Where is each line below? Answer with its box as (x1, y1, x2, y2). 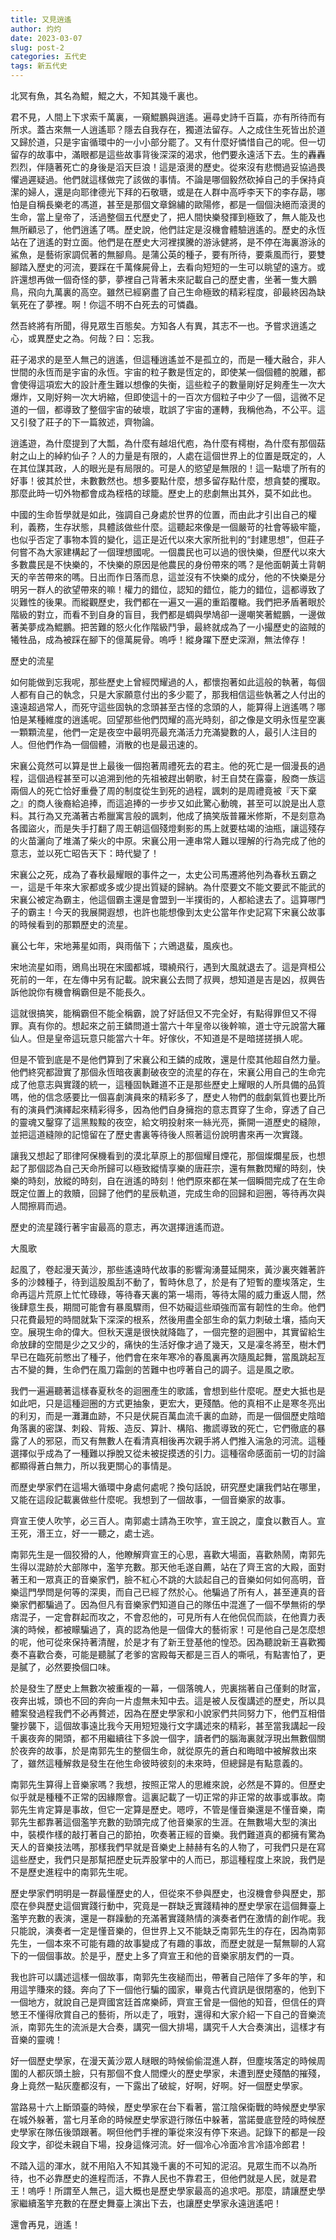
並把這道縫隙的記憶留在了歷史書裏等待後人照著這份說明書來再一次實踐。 (10, 1129, 308, 1140)
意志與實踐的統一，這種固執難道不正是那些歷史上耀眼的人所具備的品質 (36, 1079, 326, 1090)
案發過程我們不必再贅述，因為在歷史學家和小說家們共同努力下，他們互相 (18, 1707, 317, 1719)
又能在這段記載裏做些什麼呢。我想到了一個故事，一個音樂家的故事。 (10, 1494, 291, 1505)
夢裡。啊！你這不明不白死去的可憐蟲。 (44, 299, 203, 310)
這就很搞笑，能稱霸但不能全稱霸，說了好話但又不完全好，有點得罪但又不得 (10, 1007, 317, 1019)
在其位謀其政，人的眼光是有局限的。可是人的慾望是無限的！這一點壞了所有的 (10, 462, 326, 474)
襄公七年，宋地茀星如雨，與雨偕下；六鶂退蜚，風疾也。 (10, 940, 238, 951)
